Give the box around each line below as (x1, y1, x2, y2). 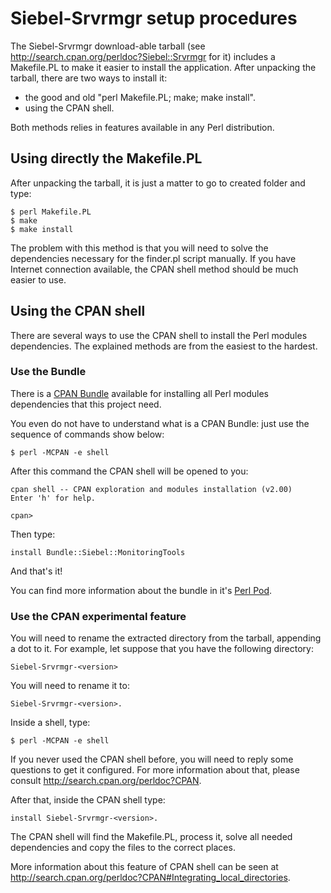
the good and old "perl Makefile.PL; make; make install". (24, 91, 257, 103)
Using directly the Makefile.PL (10, 150, 203, 167)
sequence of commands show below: (10, 428, 165, 440)
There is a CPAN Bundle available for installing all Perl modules (10, 387, 270, 399)
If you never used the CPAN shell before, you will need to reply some (10, 753, 294, 766)
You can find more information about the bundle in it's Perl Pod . (10, 584, 273, 596)
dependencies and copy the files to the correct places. (10, 842, 236, 854)
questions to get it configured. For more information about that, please (10, 764, 300, 776)
